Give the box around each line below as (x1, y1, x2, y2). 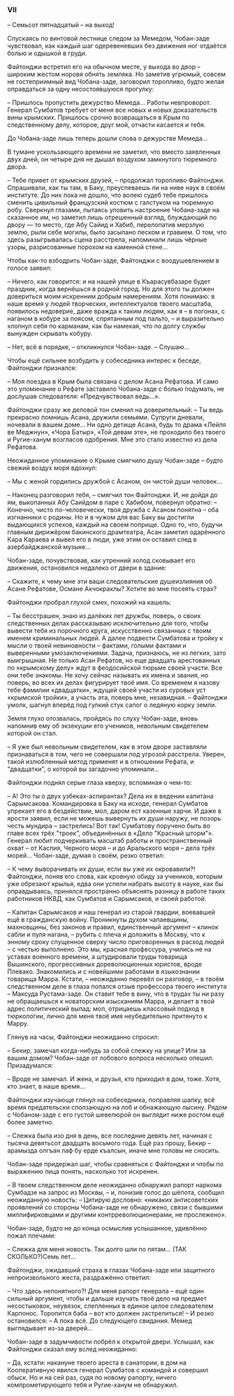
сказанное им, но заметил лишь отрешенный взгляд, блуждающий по (7, 213, 217, 221)
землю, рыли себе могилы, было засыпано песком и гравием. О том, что (7, 228, 227, 237)
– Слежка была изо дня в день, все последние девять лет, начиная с (7, 1131, 213, 1140)
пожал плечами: (7, 1231, 56, 1240)
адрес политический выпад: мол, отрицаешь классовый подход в (7, 1004, 205, 1013)
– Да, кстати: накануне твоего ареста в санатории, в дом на (7, 1358, 187, 1367)
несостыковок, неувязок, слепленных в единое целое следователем (7, 1302, 214, 1310)
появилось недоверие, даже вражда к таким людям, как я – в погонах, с (7, 307, 226, 316)
